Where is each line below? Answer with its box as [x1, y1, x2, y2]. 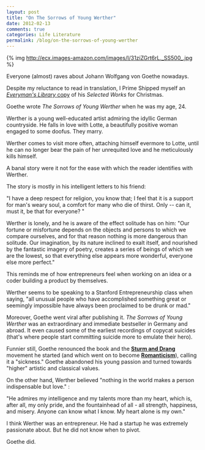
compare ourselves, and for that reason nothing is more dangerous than [6, 233, 188, 239]
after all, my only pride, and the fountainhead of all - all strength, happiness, [6, 402, 198, 408]
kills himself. [6, 152, 38, 160]
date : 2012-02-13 [6, 20, 51, 26]
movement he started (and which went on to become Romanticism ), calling [6, 351, 197, 359]
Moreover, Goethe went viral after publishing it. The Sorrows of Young [6, 313, 183, 321]
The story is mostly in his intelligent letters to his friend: [6, 183, 146, 190]
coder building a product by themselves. [6, 277, 108, 284]
